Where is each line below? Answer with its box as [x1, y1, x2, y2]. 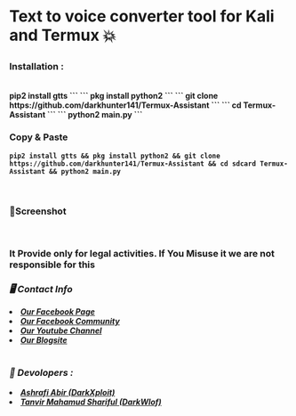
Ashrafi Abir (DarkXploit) [20, 387, 116, 397]
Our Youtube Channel [20, 325, 102, 336]
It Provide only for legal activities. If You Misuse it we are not [9, 248, 276, 260]
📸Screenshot [9, 205, 67, 217]
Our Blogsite [20, 335, 68, 346]
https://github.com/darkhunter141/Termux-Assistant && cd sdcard [9, 159, 256, 168]
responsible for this [9, 258, 96, 271]
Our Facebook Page [20, 306, 96, 317]
